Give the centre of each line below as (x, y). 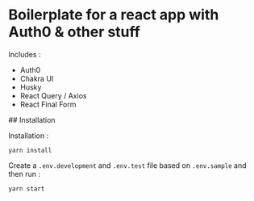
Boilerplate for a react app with (114, 15)
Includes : (25, 54)
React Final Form (48, 104)
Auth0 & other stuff (75, 32)
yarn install (30, 150)
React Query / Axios (53, 95)
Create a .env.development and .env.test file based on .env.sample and (128, 165)
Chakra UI (37, 78)
